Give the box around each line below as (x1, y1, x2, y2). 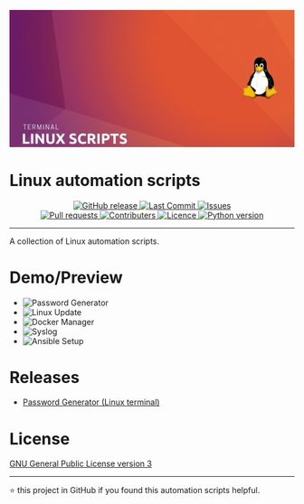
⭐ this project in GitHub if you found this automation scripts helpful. (9, 485, 261, 496)
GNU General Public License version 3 (9, 458, 152, 470)
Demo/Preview (9, 267, 124, 287)
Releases (9, 367, 80, 387)
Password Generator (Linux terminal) (22, 397, 160, 407)
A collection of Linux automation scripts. (9, 236, 160, 247)
